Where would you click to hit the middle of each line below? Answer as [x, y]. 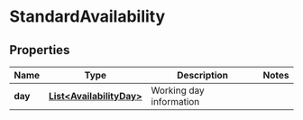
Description [202, 75]
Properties [40, 50]
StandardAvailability [87, 17]
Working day [178, 90]
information [175, 102]
